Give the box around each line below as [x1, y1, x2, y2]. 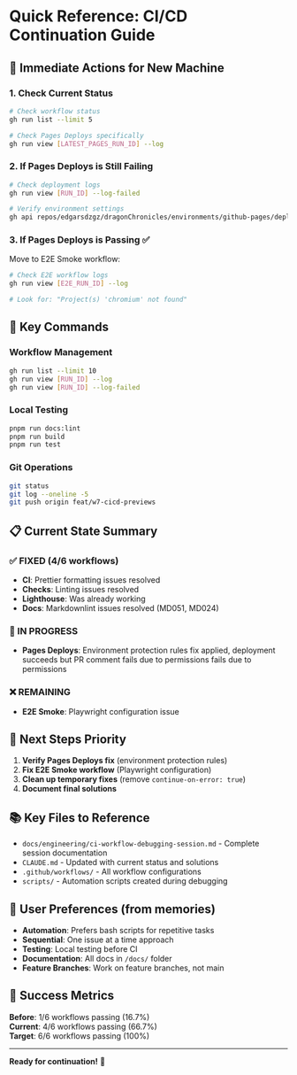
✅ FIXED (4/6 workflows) [9, 554, 119, 567]
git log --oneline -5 [9, 490, 89, 499]
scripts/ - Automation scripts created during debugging [21, 876, 228, 886]
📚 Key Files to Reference [9, 810, 150, 825]
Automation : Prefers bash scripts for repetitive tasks [21, 924, 215, 935]
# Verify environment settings [9, 205, 125, 213]
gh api [9, 213, 34, 222]
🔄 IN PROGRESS [9, 624, 78, 637]
